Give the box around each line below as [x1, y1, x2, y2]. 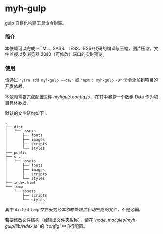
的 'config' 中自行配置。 [39, 223, 88, 229]
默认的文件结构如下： [5, 110, 48, 116]
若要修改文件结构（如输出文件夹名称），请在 [5, 217, 93, 223]
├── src [5, 154, 21, 159]
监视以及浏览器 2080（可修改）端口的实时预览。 [9, 52, 107, 57]
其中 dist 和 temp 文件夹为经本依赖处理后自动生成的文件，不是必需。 [5, 207, 143, 212]
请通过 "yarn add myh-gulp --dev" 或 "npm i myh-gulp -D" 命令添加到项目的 [5, 77, 158, 83]
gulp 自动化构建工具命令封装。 [5, 20, 67, 26]
